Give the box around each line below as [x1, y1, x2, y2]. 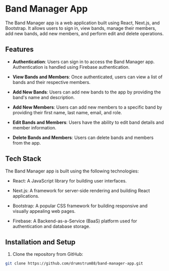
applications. [12, 193, 39, 199]
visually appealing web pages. [12, 208, 76, 214]
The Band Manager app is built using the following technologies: [5, 168, 139, 174]
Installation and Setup [5, 238, 76, 246]
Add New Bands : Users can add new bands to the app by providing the [12, 89, 161, 95]
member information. [12, 124, 57, 130]
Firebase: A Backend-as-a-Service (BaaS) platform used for [12, 218, 137, 224]
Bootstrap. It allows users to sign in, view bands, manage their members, [5, 25, 156, 31]
